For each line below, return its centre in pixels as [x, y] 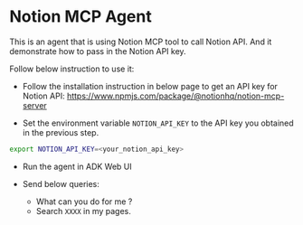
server [34, 105]
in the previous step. [61, 132]
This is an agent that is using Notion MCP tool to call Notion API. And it [141, 42]
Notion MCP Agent [80, 17]
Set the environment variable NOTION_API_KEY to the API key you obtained [158, 123]
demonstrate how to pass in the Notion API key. [98, 51]
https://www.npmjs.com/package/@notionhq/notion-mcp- [175, 96]
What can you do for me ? [84, 202]
